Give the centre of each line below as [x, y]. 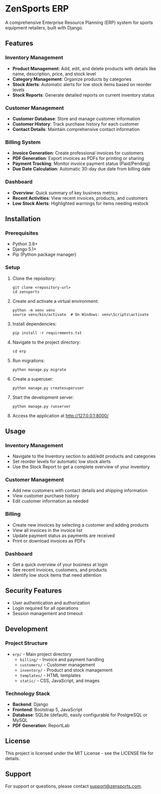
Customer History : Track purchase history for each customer [76, 124]
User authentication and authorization [51, 603]
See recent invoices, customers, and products [60, 570]
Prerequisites [22, 233]
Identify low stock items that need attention [57, 575]
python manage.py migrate [39, 370]
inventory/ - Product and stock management [66, 670]
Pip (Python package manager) [44, 255]
